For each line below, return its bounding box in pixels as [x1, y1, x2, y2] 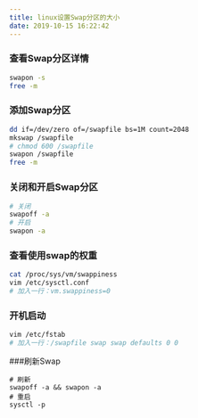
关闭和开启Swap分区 [9, 181, 98, 193]
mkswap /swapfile [9, 133, 74, 143]
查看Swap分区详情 [9, 53, 89, 65]
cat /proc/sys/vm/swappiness [9, 270, 118, 279]
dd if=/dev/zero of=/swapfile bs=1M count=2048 [9, 125, 190, 134]
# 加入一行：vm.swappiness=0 [9, 287, 111, 296]
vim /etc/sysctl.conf [9, 278, 90, 288]
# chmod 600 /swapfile [9, 142, 94, 151]
